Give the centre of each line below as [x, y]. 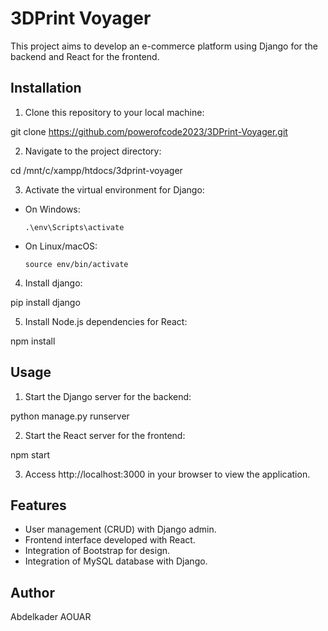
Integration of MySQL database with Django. [116, 561]
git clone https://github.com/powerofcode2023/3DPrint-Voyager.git [149, 131]
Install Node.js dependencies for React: [106, 321]
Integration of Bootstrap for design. [97, 551]
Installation [46, 88]
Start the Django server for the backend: [108, 396]
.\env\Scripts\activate [74, 227]
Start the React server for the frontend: [105, 435]
